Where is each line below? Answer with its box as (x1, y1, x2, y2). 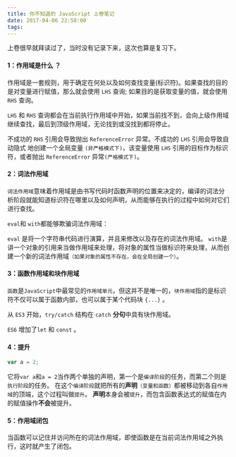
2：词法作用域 (7, 170, 49, 178)
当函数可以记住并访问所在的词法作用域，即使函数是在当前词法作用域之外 (7, 433, 217, 441)
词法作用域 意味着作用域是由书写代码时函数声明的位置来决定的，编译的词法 (7, 186, 219, 195)
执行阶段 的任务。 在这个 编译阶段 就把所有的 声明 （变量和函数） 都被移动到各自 (7, 382, 218, 390)
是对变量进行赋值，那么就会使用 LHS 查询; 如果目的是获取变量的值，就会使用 (7, 87, 228, 95)
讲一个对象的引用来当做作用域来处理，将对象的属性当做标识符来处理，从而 (7, 243, 223, 251)
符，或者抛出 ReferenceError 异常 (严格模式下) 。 (7, 152, 143, 161)
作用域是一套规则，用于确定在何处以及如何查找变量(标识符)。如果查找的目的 (7, 78, 228, 87)
